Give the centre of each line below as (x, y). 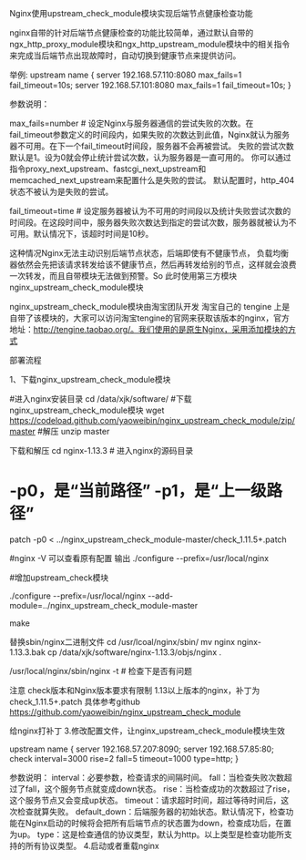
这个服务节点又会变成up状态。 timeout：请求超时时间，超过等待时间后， (145, 800)
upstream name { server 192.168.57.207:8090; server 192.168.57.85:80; (142, 749)
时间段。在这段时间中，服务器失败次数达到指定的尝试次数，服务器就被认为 (149, 222)
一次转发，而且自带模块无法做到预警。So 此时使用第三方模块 (123, 276)
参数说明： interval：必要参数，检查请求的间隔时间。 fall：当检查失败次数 (147, 777)
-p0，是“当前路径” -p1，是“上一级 (138, 491)
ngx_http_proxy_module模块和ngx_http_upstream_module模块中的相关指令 (150, 44)
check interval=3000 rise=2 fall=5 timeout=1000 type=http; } (124, 758)
